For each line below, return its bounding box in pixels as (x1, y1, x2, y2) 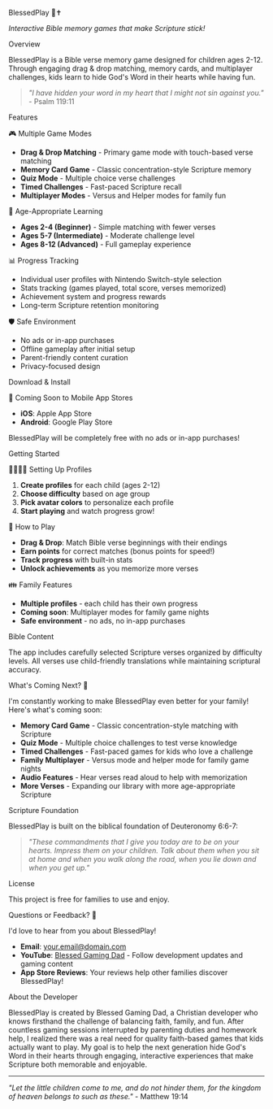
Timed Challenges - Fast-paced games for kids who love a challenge (19, 746, 253, 756)
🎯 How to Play (8, 522, 55, 532)
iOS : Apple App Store (19, 409, 92, 418)
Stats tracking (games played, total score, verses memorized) (19, 283, 227, 293)
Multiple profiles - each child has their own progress (19, 598, 198, 608)
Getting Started (8, 449, 60, 459)
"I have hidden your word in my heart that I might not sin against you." (28, 88, 264, 98)
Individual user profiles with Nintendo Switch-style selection (19, 275, 222, 284)
